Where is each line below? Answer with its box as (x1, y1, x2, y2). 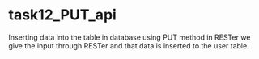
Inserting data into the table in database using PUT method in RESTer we (8, 32, 251, 42)
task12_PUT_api (8, 6, 117, 24)
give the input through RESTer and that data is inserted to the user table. (8, 40, 249, 50)
